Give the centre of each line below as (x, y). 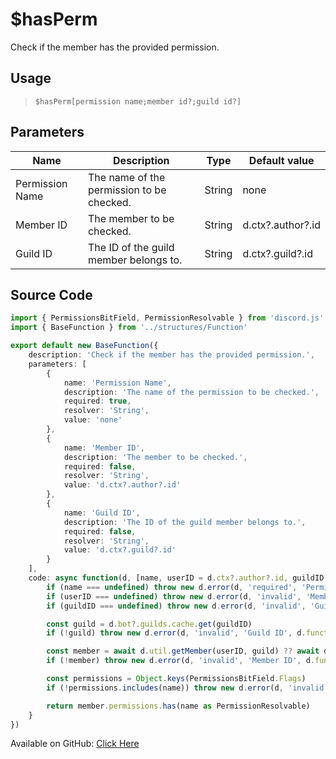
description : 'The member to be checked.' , (155, 457)
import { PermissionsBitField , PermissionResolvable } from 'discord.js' (167, 318)
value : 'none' (93, 420)
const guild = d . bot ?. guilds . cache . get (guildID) (149, 624)
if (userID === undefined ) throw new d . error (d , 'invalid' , (174, 596)
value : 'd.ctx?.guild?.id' (120, 550)
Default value (281, 160)
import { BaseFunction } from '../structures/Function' (129, 328)
